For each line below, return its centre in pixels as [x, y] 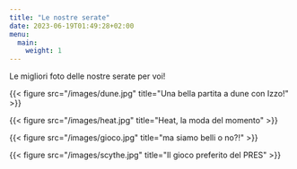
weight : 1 [44, 51]
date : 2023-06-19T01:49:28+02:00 [72, 26]
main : [28, 42]
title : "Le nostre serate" [60, 17]
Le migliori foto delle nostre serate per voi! [87, 76]
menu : [19, 34]
